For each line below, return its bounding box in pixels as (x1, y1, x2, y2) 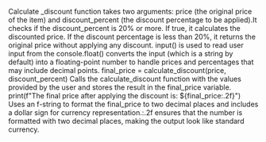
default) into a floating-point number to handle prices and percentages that (8, 57, 254, 67)
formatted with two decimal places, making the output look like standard (8, 117, 245, 125)
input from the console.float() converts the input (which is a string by (8, 49, 233, 58)
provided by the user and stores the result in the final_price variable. (8, 83, 232, 92)
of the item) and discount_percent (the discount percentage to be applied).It (8, 15, 257, 25)
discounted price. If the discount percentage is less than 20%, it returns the (8, 32, 256, 41)
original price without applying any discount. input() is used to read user (8, 40, 244, 50)
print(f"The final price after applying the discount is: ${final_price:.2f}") (8, 91, 241, 100)
